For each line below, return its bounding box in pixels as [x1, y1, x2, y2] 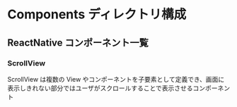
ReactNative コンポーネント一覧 [7, 37, 149, 49]
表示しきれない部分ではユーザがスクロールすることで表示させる [7, 84, 193, 92]
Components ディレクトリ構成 [7, 6, 187, 23]
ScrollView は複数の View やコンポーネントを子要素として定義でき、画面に [7, 75, 225, 83]
